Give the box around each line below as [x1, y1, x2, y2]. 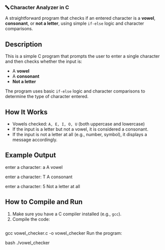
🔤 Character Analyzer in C [5, 4, 69, 11]
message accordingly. [12, 137, 58, 143]
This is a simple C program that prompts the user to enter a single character [5, 53, 160, 59]
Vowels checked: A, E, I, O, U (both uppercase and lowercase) [12, 121, 145, 127]
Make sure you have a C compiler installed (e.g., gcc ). [12, 211, 122, 217]
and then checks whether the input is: [5, 58, 83, 64]
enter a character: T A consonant [5, 174, 73, 180]
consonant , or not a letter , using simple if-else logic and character [5, 20, 145, 26]
